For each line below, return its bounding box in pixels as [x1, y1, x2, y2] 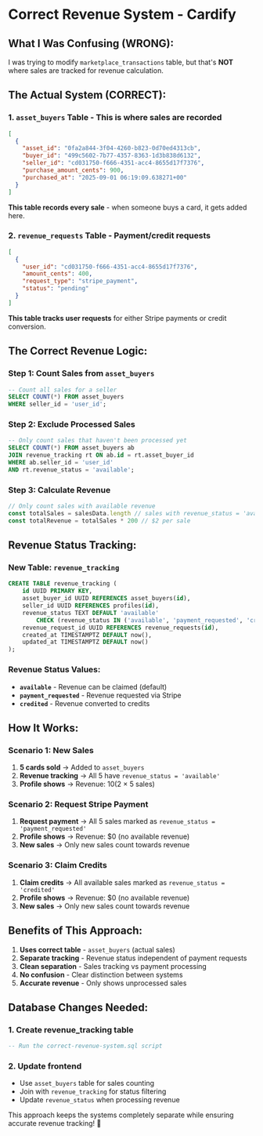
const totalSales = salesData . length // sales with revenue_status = [8, 510, 240, 518]
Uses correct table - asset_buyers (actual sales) [19, 945, 176, 954]
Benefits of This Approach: [8, 924, 143, 938]
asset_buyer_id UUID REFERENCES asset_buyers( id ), [22, 595, 191, 603]
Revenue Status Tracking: [8, 539, 137, 552]
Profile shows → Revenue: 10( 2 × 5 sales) [19, 779, 155, 789]
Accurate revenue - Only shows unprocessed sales [19, 978, 187, 988]
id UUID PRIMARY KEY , [22, 587, 92, 595]
